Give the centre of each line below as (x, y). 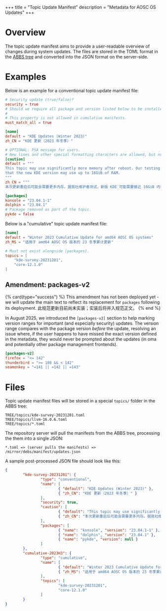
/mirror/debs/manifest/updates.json (43, 452)
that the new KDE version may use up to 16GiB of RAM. (63, 173)
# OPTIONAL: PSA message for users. (43, 150)
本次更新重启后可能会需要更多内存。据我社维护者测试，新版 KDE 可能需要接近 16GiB (80, 187)
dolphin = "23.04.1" (26, 205)
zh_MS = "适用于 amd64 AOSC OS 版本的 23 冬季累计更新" (59, 242)
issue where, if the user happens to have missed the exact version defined (81, 334)
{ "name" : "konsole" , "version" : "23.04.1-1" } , (109, 530)
